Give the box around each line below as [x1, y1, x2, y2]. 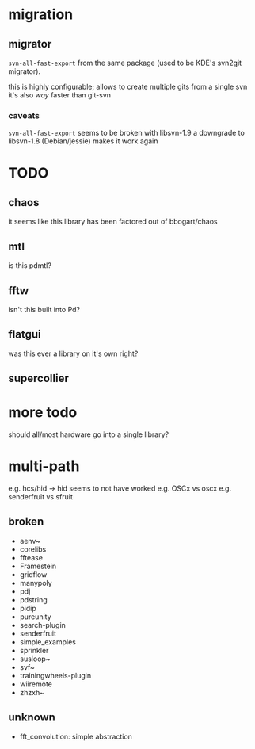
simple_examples [19, 636, 77, 647]
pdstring [19, 594, 48, 604]
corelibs [19, 545, 47, 554]
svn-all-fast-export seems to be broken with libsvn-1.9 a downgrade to [8, 128, 245, 138]
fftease [19, 552, 44, 562]
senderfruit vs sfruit [8, 492, 73, 501]
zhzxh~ [19, 687, 45, 697]
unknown [8, 711, 55, 724]
